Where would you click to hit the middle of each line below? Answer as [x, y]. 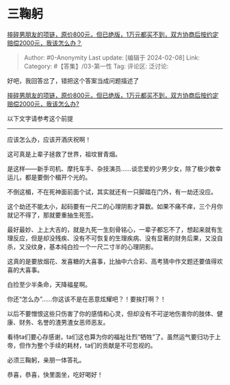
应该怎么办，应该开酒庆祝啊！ [49, 139]
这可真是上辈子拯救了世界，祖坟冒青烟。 [64, 154]
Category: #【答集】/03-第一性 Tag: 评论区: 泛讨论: [96, 66]
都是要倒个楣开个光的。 [58, 177]
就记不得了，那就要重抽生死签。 [52, 215]
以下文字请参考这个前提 [40, 118]
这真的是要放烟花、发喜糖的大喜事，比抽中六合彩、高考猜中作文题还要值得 [112, 261]
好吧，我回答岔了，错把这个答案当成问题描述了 [73, 80]
